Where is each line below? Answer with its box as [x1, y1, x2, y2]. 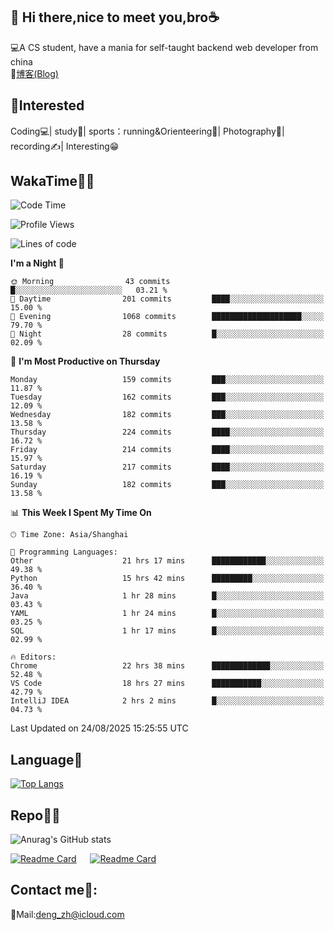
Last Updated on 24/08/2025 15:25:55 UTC [10, 722, 189, 734]
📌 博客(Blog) [10, 67, 59, 79]
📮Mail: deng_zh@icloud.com [10, 908, 125, 920]
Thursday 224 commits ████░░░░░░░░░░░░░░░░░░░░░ [10, 427, 325, 438]
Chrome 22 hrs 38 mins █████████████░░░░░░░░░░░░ [10, 661, 325, 671]
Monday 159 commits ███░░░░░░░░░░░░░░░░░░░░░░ [10, 375, 325, 385]
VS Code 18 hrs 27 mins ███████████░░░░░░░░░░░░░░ [10, 679, 325, 689]
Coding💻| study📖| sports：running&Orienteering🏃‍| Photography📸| [10, 125, 285, 137]
